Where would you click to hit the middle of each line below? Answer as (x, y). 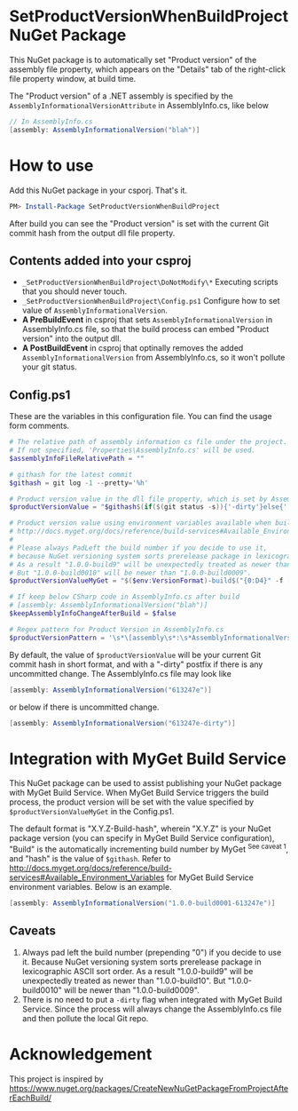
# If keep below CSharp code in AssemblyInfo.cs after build (125, 597)
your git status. (49, 367)
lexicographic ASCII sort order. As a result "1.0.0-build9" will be (137, 971)
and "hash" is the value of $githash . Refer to (90, 858)
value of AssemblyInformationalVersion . (95, 310)
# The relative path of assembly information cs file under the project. (149, 442)
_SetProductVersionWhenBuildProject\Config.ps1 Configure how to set (151, 301)
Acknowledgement (81, 1054)
